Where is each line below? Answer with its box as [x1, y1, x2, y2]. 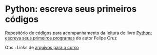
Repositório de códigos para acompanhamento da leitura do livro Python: [5, 30, 152, 36]
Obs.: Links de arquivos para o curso [5, 44, 79, 50]
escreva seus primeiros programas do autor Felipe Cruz [5, 35, 117, 41]
